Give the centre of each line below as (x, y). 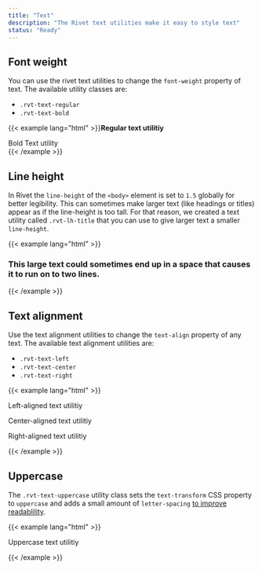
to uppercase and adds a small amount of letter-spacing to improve (118, 503)
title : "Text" (31, 15)
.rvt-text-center (48, 368)
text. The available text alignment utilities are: (81, 344)
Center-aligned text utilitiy (50, 421)
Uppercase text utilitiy (44, 542)
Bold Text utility (33, 143)
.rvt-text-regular (49, 105)
